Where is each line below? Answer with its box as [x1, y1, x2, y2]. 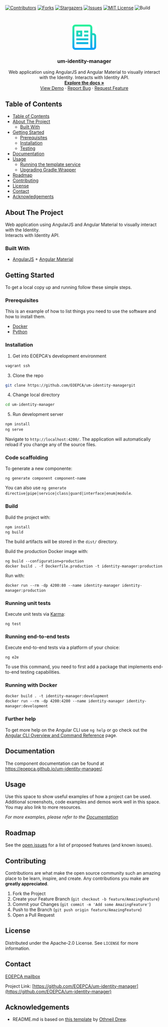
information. [5, 945, 31, 951]
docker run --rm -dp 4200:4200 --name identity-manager [5, 699, 124, 704]
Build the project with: [5, 514, 51, 520]
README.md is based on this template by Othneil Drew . [12, 1016, 127, 1022]
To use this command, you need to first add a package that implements [5, 663, 152, 670]
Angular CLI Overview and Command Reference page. [5, 732, 117, 738]
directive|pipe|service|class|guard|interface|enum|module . [5, 490, 132, 496]
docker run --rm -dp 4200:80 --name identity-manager [5, 583, 120, 588]
